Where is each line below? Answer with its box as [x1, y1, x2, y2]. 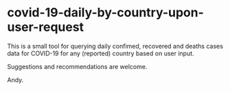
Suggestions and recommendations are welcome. [7, 62, 148, 70]
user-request [7, 19, 84, 35]
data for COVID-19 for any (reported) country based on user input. [7, 49, 194, 57]
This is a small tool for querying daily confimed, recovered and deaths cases [7, 42, 223, 50]
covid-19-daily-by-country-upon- [7, 5, 205, 21]
